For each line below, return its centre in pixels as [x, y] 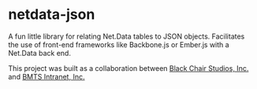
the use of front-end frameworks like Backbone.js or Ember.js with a [119, 44]
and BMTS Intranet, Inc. [47, 76]
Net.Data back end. [39, 53]
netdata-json [52, 15]
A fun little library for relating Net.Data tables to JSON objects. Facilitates [127, 36]
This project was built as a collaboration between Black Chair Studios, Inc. [128, 68]
